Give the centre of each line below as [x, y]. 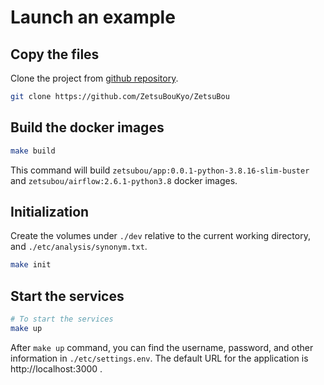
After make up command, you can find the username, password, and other [162, 347]
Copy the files [55, 54]
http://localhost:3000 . [56, 368]
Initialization [50, 211]
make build [33, 151]
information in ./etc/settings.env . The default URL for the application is [159, 358]
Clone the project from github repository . [94, 78]
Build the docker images [87, 127]
